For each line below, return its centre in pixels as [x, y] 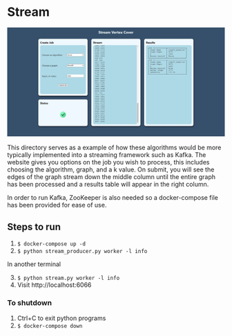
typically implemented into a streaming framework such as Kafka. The [107, 155]
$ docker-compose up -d [51, 244]
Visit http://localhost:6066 [54, 285]
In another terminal [34, 264]
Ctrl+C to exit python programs [61, 318]
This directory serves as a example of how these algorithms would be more [114, 148]
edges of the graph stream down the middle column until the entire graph [112, 177]
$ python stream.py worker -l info [68, 278]
